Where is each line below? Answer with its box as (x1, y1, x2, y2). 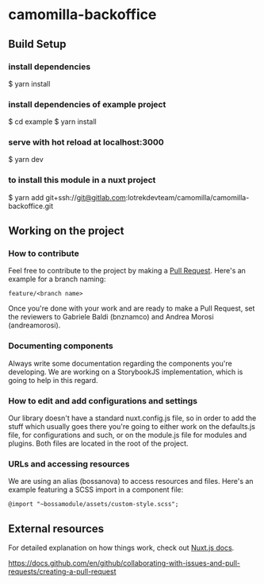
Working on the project (8, 224, 124, 238)
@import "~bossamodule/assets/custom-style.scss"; (8, 501, 179, 509)
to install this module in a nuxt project (8, 175, 156, 186)
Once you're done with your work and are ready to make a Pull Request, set (8, 304, 255, 313)
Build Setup (8, 37, 67, 51)
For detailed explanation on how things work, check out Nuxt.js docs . (8, 543, 235, 553)
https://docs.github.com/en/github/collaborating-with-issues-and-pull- (8, 559, 240, 568)
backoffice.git (8, 201, 54, 211)
